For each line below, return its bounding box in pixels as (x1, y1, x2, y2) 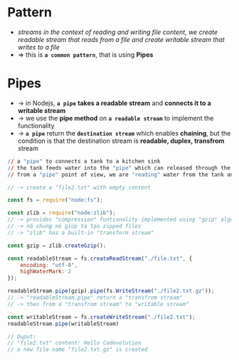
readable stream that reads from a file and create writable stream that (17, 35, 225, 43)
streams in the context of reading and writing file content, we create (17, 28, 218, 36)
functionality (17, 121, 55, 130)
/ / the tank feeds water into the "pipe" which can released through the (7, 164, 231, 171)
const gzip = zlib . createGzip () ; (7, 242, 107, 249)
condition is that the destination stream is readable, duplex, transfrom (17, 136, 225, 145)
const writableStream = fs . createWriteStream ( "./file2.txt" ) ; (7, 313, 196, 320)
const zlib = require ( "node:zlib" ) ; (7, 209, 116, 217)
